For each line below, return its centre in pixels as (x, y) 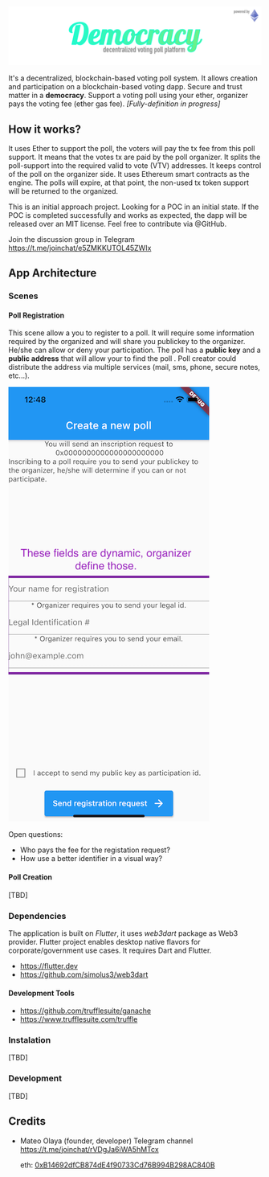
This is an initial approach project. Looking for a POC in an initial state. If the (134, 207)
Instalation (30, 1040)
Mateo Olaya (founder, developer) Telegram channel (106, 1141)
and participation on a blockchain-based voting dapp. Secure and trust (125, 87)
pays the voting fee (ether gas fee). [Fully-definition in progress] (114, 104)
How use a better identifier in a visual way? (91, 859)
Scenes (23, 296)
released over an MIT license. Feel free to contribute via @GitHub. (118, 224)
